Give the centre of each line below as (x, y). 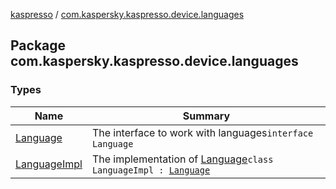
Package (38, 45)
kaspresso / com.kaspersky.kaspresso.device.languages (127, 14)
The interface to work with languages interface (202, 132)
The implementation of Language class (182, 159)
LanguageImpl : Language (151, 170)
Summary (206, 116)
